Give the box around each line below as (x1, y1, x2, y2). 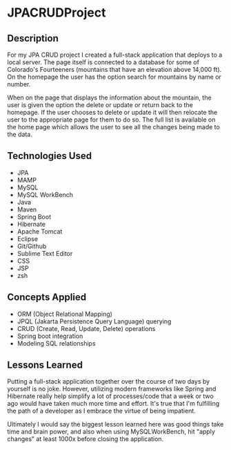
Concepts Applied (7, 292, 87, 303)
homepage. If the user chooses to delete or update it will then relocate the (7, 109, 218, 116)
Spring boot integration (17, 332, 83, 340)
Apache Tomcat (17, 227, 63, 236)
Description (7, 32, 59, 44)
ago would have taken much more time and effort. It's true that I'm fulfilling (7, 400, 220, 408)
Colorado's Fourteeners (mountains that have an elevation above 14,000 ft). (7, 66, 222, 73)
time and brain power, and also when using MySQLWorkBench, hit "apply (7, 427, 216, 436)
